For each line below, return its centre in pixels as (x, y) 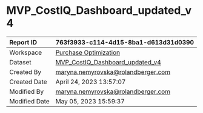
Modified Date (29, 101)
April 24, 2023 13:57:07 (91, 82)
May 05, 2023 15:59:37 (90, 101)
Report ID (23, 42)
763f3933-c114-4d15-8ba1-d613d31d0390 (125, 42)
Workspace (26, 52)
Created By (25, 72)
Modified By (27, 91)
